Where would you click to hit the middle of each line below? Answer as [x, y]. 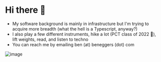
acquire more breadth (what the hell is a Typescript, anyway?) [75, 29]
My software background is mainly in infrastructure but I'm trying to [80, 24]
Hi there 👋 [25, 10]
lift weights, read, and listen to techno [50, 39]
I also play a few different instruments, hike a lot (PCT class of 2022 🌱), [84, 34]
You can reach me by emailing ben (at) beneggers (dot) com [73, 44]
